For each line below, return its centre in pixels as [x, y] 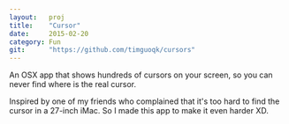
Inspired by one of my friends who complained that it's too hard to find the [144, 101]
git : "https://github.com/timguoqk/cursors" [103, 50]
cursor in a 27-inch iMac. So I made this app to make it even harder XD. [139, 111]
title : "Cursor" [45, 26]
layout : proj [37, 17]
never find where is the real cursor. [73, 84]
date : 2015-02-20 [49, 33]
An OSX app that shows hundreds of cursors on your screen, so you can [141, 75]
